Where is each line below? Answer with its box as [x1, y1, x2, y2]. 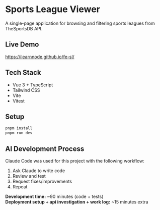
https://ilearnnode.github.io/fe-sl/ [5, 54, 74, 60]
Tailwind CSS [12, 87, 40, 93]
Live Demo [5, 40, 39, 49]
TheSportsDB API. [5, 25, 43, 31]
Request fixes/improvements [12, 178, 72, 184]
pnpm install [5, 126, 33, 131]
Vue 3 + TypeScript [12, 82, 53, 88]
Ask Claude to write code [12, 168, 65, 174]
